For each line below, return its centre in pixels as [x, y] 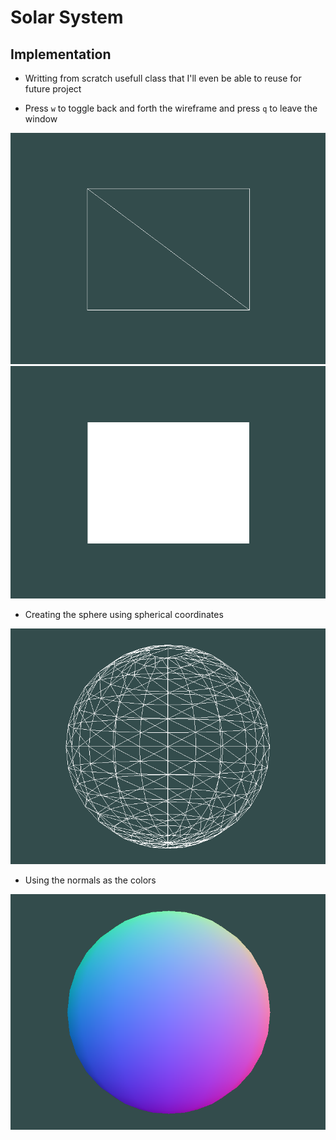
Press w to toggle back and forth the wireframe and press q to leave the [171, 108]
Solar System [67, 17]
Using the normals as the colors [90, 880]
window [41, 119]
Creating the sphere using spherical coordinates [124, 614]
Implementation [61, 54]
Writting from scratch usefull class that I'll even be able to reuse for [163, 78]
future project [53, 89]
